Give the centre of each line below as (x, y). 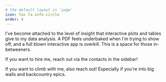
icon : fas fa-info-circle (32, 15)
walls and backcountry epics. (36, 74)
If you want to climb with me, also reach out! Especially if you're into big (80, 69)
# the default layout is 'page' (39, 10)
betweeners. (18, 50)
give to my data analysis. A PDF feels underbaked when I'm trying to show (82, 39)
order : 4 (14, 19)
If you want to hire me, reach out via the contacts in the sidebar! (71, 59)
